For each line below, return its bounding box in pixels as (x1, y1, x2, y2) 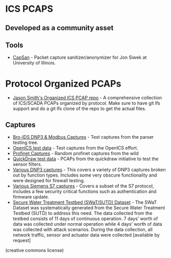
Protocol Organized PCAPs (5, 78, 121, 90)
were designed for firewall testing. (12, 178, 85, 184)
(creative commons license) (5, 247, 64, 253)
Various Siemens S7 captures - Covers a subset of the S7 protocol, (12, 183, 154, 189)
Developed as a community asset (5, 24, 114, 32)
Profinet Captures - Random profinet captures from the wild (12, 150, 139, 157)
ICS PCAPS (5, 3, 54, 15)
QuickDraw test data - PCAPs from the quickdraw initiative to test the (12, 156, 159, 162)
